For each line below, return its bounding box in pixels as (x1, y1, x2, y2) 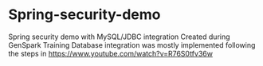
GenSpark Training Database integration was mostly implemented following (8, 40, 256, 49)
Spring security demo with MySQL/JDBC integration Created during (8, 32, 230, 41)
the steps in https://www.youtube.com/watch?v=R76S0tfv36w (8, 49, 214, 58)
